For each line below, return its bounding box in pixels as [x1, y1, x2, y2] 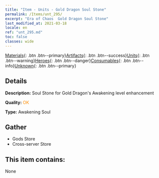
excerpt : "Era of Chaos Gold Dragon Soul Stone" [5, 16, 109, 21]
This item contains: [5, 155, 65, 164]
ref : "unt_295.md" [5, 30, 43, 35]
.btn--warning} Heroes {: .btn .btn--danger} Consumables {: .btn [5, 57, 131, 64]
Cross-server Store [12, 141, 52, 147]
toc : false [5, 35, 27, 40]
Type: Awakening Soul [5, 109, 51, 115]
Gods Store [12, 136, 35, 142]
